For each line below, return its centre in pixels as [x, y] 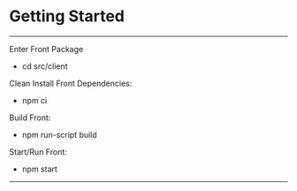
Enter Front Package [46, 49]
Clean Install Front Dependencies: [71, 83]
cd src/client [45, 66]
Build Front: [30, 118]
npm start [39, 169]
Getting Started [67, 16]
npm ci [34, 100]
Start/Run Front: [38, 151]
